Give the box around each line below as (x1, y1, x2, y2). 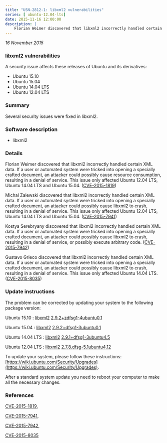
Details (5, 150, 23, 157)
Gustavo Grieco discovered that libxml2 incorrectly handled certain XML (5, 254, 154, 260)
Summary (5, 102, 30, 109)
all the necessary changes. (5, 379, 61, 385)
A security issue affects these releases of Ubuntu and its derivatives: (5, 64, 147, 70)
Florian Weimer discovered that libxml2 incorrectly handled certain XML (5, 161, 153, 167)
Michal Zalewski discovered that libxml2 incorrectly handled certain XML (5, 192, 155, 198)
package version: (5, 305, 41, 311)
